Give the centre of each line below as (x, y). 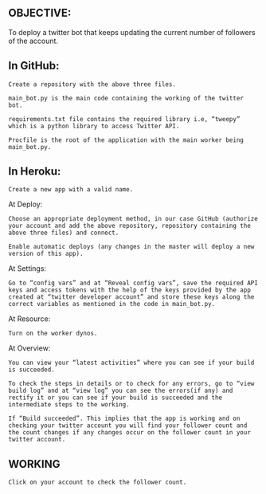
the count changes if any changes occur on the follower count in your (129, 433)
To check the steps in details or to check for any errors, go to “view (131, 384)
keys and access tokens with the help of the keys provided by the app (129, 290)
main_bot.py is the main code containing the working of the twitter (126, 98)
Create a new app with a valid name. (71, 190)
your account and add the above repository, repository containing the (129, 226)
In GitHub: (34, 66)
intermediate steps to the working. (69, 405)
